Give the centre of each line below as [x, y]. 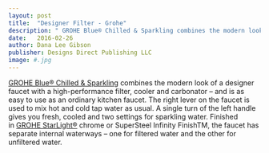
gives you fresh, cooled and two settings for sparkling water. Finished [123, 116]
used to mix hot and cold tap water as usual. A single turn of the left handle [132, 108]
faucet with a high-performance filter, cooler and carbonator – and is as [126, 91]
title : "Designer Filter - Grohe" [68, 23]
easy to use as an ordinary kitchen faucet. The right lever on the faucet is [129, 100]
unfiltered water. [35, 142]
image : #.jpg [30, 61]
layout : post [30, 16]
